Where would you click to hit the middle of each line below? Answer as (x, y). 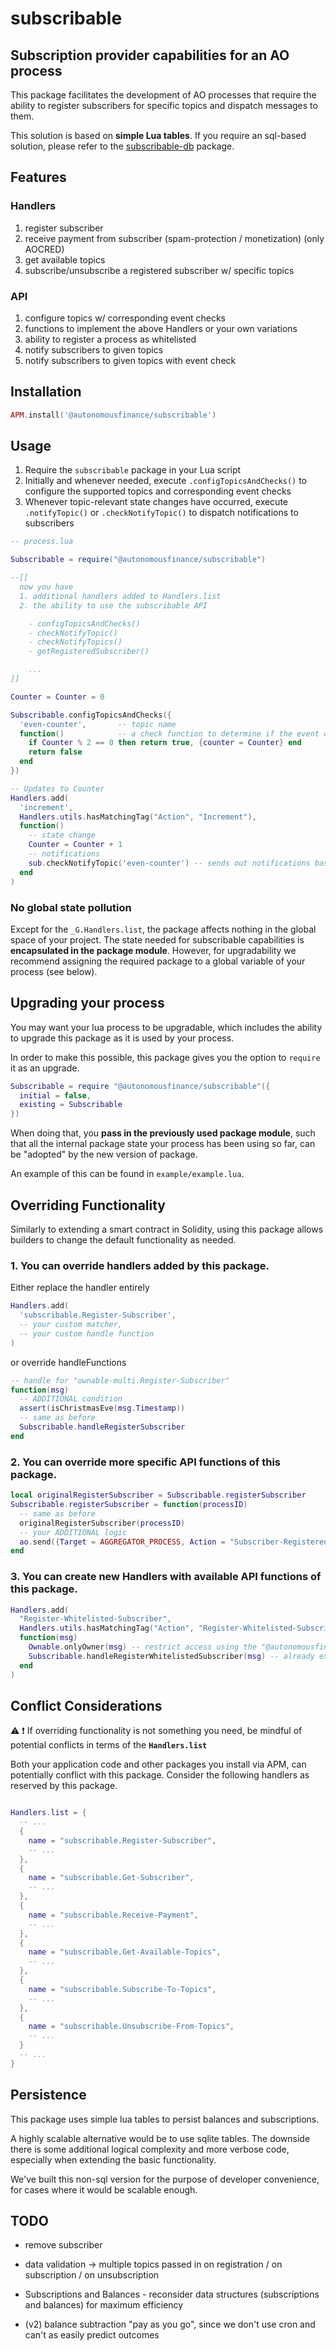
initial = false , (55, 1095)
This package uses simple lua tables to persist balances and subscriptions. (165, 2119)
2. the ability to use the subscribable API (113, 605)
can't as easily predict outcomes (92, 2335)
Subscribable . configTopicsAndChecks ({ (91, 715)
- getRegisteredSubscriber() (89, 652)
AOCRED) (44, 249)
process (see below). (54, 971)
